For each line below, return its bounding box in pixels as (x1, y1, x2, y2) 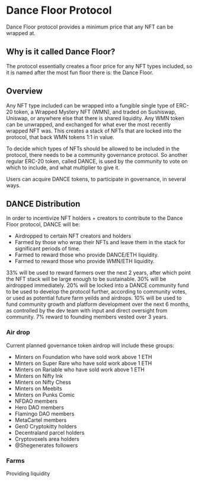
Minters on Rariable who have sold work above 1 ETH (14, 366, 145, 373)
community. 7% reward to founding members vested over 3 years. (6, 313, 168, 321)
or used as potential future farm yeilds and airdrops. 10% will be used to (6, 295, 182, 302)
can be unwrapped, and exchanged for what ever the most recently (6, 121, 171, 128)
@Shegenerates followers (14, 441, 78, 449)
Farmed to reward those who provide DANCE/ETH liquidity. (14, 251, 159, 258)
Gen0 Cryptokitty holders (14, 422, 77, 430)
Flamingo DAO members (14, 410, 75, 417)
